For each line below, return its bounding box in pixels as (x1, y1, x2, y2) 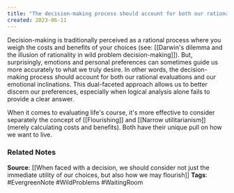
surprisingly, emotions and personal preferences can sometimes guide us (7, 58, 218, 66)
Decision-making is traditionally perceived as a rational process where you (7, 35, 221, 44)
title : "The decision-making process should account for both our (7, 10, 204, 17)
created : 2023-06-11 (7, 17, 68, 24)
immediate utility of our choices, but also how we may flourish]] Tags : (7, 171, 208, 179)
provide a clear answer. (7, 94, 75, 103)
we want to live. (7, 130, 52, 139)
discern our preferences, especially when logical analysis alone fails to (7, 87, 210, 96)
